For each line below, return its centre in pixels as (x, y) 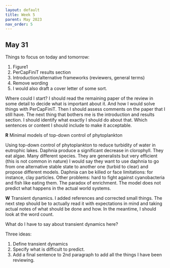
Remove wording (30, 83)
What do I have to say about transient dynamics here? (62, 224)
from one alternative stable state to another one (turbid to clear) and (77, 167)
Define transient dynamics (40, 244)
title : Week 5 (20, 15)
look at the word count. (30, 215)
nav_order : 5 (19, 24)
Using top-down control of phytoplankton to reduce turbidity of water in (81, 145)
